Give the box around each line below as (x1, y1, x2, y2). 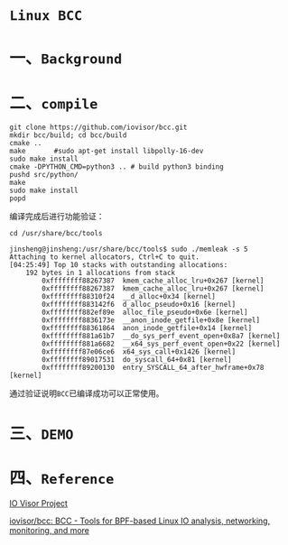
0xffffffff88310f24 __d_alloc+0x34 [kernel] (42, 292, 217, 301)
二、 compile (9, 93, 98, 113)
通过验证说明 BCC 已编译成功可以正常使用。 (9, 388, 164, 399)
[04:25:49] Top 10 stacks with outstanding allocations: (9, 261, 228, 270)
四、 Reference (9, 467, 115, 488)
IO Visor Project (9, 498, 68, 509)
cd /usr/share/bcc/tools (9, 229, 103, 238)
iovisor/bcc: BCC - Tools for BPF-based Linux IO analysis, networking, (9, 515, 271, 526)
